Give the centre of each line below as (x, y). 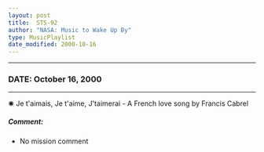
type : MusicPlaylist (42, 37)
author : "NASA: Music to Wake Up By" (70, 30)
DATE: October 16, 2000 (55, 79)
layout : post (29, 15)
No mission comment (54, 141)
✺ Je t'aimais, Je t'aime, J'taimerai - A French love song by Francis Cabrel (128, 103)
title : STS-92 (33, 23)
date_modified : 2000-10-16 (52, 45)
